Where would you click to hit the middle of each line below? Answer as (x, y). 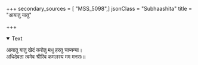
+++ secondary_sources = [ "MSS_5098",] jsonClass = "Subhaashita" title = (99, 9)
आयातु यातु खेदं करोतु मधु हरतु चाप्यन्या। (44, 50)
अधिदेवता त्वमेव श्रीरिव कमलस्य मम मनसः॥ (46, 57)
